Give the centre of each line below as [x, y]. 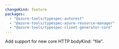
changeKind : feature [26, 9]
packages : [15, 14]
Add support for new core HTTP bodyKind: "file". [55, 41]
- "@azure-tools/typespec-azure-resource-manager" [62, 23]
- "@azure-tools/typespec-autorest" [47, 18]
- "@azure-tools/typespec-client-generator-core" [61, 28]
